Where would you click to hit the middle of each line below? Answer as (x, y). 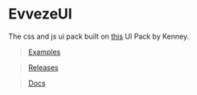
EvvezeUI (40, 14)
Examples (44, 52)
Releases (43, 67)
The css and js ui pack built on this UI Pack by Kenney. (99, 36)
